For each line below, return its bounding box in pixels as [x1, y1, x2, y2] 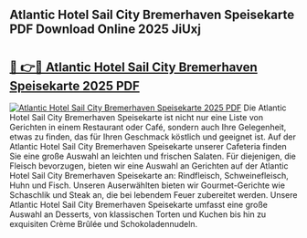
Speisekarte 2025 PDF [9, 78, 140, 94]
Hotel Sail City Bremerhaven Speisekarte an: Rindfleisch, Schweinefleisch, [9, 171, 290, 181]
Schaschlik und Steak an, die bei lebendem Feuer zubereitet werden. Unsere [9, 190, 298, 200]
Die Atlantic [243, 102, 287, 113]
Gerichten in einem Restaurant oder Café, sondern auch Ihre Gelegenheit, [9, 122, 287, 132]
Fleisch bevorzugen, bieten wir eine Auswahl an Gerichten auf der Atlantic [9, 160, 289, 171]
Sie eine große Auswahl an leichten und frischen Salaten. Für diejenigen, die [9, 150, 297, 161]
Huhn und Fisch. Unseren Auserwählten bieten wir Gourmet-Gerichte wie [9, 180, 286, 191]
